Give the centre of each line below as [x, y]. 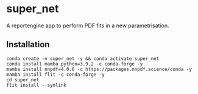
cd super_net [23, 80]
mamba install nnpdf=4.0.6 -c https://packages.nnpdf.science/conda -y [99, 69]
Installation [28, 45]
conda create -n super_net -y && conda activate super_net [83, 59]
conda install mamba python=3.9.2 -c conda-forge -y [75, 64]
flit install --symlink [37, 85]
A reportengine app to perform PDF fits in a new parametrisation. [88, 25]
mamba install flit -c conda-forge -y [55, 75]
